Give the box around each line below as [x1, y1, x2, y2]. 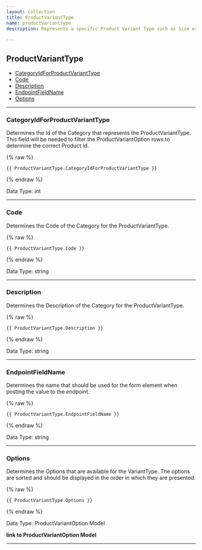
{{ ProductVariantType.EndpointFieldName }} [6, 412, 120, 418]
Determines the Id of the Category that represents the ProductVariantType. [6, 129, 191, 137]
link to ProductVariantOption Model [6, 531, 97, 539]
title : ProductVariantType [6, 14, 74, 20]
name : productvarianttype [6, 20, 71, 26]
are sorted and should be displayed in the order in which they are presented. [6, 474, 196, 481]
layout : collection [6, 8, 55, 15]
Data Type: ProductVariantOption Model [6, 520, 105, 527]
